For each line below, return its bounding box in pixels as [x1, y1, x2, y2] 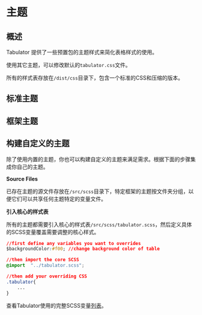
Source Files [6, 175, 38, 182]
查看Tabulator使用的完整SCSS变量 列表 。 [6, 302, 107, 309]
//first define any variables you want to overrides [6, 240, 141, 246]
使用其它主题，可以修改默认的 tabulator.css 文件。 [6, 62, 131, 68]
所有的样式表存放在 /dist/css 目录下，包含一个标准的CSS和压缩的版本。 [6, 74, 183, 81]
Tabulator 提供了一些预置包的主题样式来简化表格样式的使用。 [6, 49, 158, 56]
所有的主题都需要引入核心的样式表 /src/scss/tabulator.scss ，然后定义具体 [6, 221, 192, 228]
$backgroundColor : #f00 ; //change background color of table [6, 246, 161, 252]
